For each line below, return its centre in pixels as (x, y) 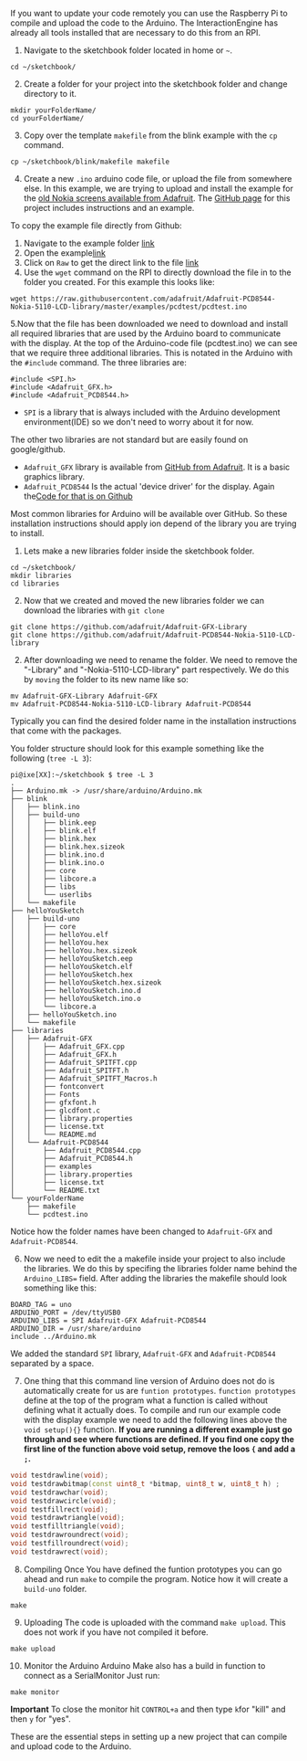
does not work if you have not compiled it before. (116, 1632)
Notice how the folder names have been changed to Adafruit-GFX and (141, 1231)
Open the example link (64, 253)
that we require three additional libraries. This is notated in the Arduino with (152, 353)
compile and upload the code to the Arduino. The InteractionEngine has (144, 23)
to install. (27, 533)
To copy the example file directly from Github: (96, 226)
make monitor (35, 1692)
